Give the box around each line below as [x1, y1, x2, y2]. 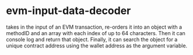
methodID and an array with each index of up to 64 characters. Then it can [6, 29, 185, 36]
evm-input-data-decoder [6, 4, 131, 18]
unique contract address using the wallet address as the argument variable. [6, 42, 188, 49]
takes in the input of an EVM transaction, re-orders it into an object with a [6, 23, 183, 30]
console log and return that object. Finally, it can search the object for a [6, 36, 178, 43]
